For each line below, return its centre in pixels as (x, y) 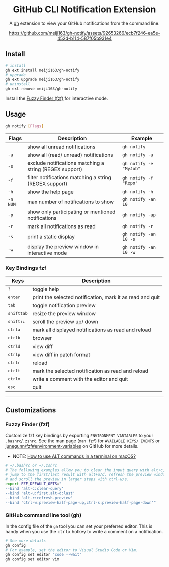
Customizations (31, 410)
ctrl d (14, 346)
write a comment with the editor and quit (80, 379)
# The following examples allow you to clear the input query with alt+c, (85, 470)
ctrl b (14, 338)
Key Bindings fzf (26, 268)
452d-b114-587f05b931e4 (84, 38)
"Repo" (130, 183)
